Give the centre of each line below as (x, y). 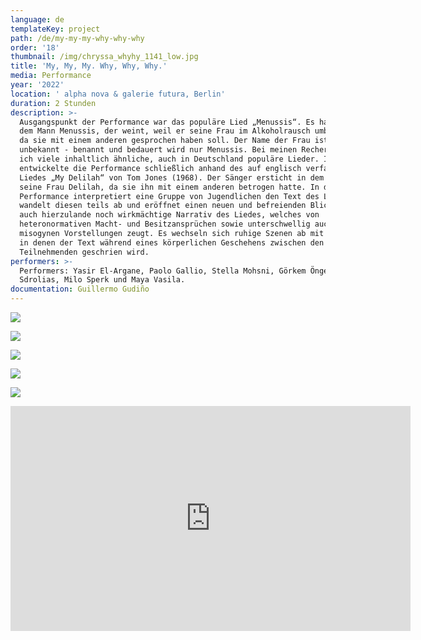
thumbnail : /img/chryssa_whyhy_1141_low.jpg (104, 57)
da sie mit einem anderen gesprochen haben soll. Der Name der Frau (165, 141)
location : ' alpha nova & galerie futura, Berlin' (118, 94)
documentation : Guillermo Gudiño (80, 289)
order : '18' (35, 47)
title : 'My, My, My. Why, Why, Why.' (89, 66)
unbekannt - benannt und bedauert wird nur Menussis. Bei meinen (158, 150)
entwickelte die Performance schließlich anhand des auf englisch (160, 168)
